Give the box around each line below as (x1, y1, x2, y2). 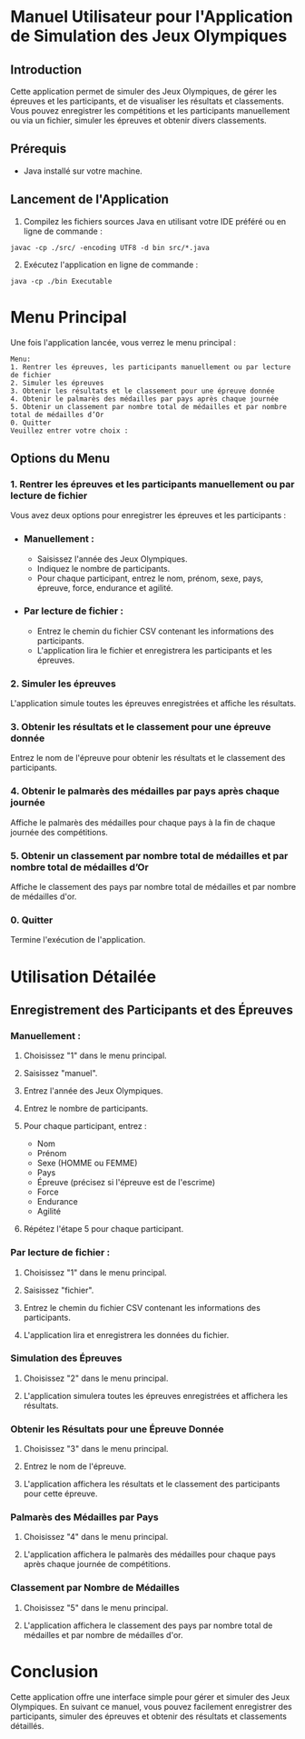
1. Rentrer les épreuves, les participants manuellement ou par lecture (10, 362, 291, 372)
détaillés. (10, 1720, 44, 1731)
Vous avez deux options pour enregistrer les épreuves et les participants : (10, 510, 287, 521)
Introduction (10, 62, 83, 77)
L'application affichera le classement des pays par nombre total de (23, 1620, 273, 1631)
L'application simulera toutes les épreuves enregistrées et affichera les (23, 1390, 289, 1401)
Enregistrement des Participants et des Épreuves (10, 1002, 293, 1017)
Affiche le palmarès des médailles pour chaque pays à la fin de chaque (10, 816, 276, 828)
